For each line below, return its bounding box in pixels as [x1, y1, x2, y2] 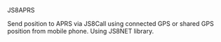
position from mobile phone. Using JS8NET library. [7, 27, 154, 35]
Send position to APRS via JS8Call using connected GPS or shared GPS [7, 20, 214, 27]
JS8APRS [7, 6, 35, 14]
